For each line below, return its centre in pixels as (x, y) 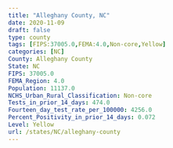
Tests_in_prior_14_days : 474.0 (59, 103)
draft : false (29, 30)
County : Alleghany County (50, 60)
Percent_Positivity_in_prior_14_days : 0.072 (82, 117)
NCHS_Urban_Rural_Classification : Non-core (80, 96)
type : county (29, 37)
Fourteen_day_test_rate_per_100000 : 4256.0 (80, 110)
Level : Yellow (31, 125)
